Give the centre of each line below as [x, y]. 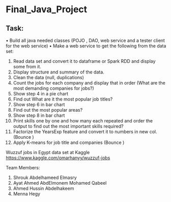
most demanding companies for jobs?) [54, 88]
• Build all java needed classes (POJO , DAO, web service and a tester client [85, 40]
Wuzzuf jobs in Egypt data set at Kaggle [48, 152]
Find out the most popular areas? [48, 110]
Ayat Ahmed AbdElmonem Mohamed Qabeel [60, 183]
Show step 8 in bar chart [39, 115]
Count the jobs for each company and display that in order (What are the [89, 83]
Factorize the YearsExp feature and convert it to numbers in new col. [85, 132]
